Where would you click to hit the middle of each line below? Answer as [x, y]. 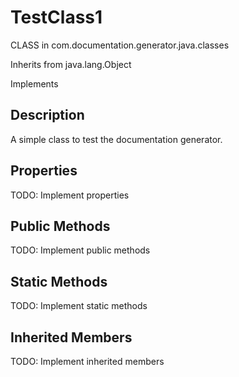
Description [47, 115]
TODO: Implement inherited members [87, 361]
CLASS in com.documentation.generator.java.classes [120, 45]
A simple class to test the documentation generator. [116, 139]
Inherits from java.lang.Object [71, 64]
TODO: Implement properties [70, 195]
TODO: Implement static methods [79, 306]
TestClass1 [56, 17]
